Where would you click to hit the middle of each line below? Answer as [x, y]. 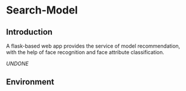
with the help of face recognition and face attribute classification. [85, 52]
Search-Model [42, 10]
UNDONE [17, 63]
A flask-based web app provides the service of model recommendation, [93, 46]
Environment [30, 82]
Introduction [29, 32]
